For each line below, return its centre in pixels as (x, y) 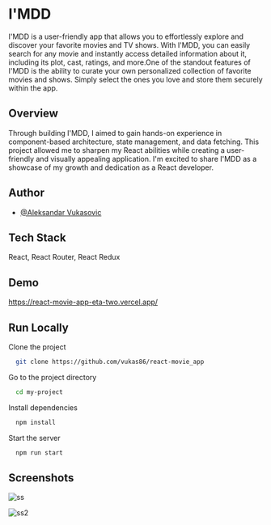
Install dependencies (43, 407)
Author (26, 193)
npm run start (39, 453)
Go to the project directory (53, 377)
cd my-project (39, 392)
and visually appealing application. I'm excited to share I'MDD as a (146, 159)
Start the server (34, 438)
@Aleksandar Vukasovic (61, 212)
